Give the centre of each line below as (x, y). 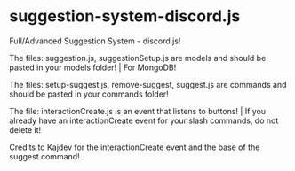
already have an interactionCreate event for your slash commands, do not (144, 120)
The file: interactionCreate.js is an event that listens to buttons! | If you (138, 111)
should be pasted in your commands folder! (89, 94)
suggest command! (44, 156)
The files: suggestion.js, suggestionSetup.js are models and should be (138, 58)
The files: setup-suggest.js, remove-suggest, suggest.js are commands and (148, 84)
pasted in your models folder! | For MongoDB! (93, 67)
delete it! (25, 129)
